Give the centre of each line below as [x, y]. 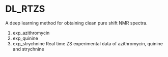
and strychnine [28, 49]
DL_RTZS [25, 9]
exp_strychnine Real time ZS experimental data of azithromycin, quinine [88, 43]
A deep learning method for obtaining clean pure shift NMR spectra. [76, 23]
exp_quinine [25, 38]
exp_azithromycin [31, 33]
